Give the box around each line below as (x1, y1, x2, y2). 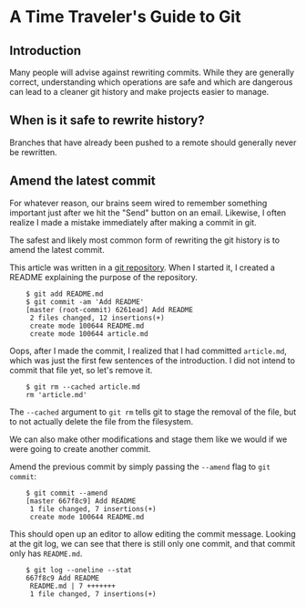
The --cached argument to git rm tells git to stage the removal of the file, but (9, 406, 297, 417)
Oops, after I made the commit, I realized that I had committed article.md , (9, 345, 287, 356)
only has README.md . (9, 548, 83, 559)
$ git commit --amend (25, 488, 107, 498)
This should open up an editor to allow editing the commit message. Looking (9, 528, 296, 540)
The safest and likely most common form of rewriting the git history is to (9, 235, 280, 246)
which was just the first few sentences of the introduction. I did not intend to (9, 354, 296, 366)
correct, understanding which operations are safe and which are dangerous (9, 77, 293, 88)
